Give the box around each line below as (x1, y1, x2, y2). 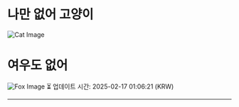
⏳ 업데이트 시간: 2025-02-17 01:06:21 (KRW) (46, 82, 174, 91)
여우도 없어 (7, 57, 68, 74)
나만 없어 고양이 (7, 6, 94, 23)
